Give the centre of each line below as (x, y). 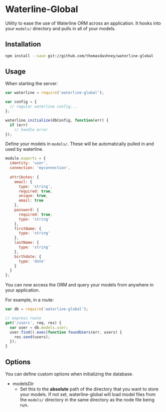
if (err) (19, 125)
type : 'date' (32, 261)
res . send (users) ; (32, 337)
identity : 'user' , (29, 163)
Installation (23, 44)
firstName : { (28, 229)
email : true (31, 200)
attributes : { (24, 177)
